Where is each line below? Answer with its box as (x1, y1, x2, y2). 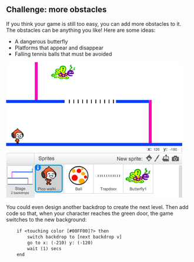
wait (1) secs (27, 246, 62, 251)
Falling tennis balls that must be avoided (14, 50, 112, 58)
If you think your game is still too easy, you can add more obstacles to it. (6, 20, 181, 27)
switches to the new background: (6, 216, 87, 223)
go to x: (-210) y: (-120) (27, 240, 93, 246)
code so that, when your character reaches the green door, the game (6, 210, 173, 217)
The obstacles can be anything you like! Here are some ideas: (6, 26, 156, 33)
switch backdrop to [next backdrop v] (27, 234, 122, 240)
